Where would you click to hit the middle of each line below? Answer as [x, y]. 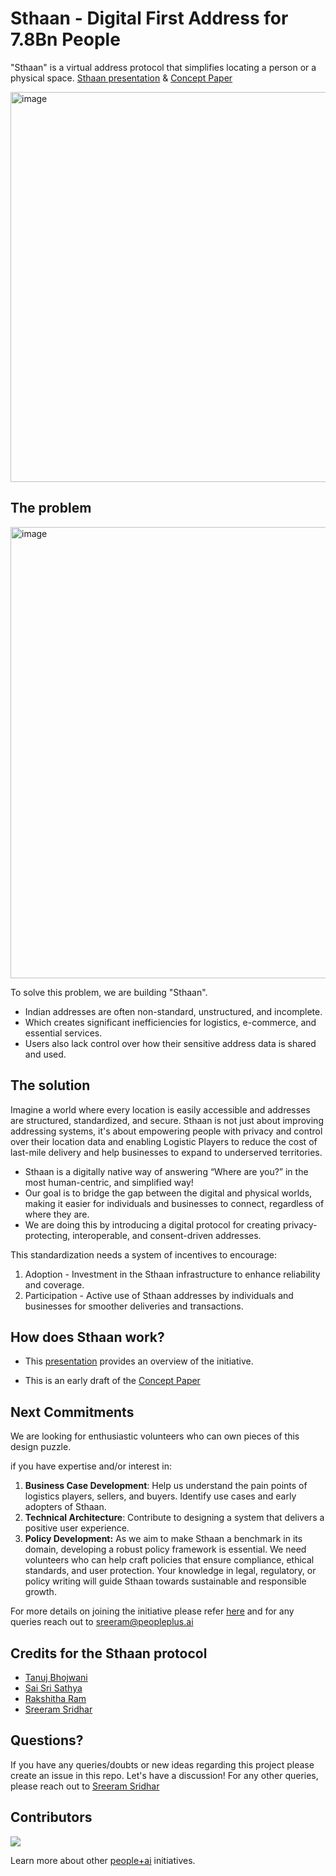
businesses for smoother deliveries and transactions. [134, 1306]
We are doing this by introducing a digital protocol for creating [153, 1224]
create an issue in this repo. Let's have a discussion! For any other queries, [164, 1775]
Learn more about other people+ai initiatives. [103, 1860]
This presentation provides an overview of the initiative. [139, 1361]
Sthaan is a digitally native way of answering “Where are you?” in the [166, 1171]
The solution [50, 1085]
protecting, [47, 1235]
